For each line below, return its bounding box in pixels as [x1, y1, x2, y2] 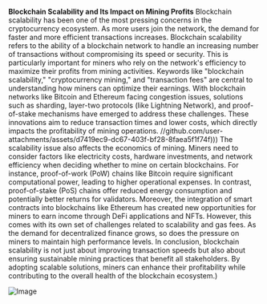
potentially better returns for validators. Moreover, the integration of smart [8, 194, 253, 204]
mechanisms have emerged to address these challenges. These [37, 109, 249, 119]
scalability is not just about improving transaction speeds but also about [8, 245, 246, 255]
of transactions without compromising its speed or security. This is [8, 50, 229, 59]
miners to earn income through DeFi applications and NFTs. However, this [8, 212, 252, 221]
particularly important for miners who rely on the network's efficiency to [8, 58, 246, 67]
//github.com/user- [160, 126, 223, 136]
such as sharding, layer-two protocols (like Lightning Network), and [8, 100, 231, 110]
